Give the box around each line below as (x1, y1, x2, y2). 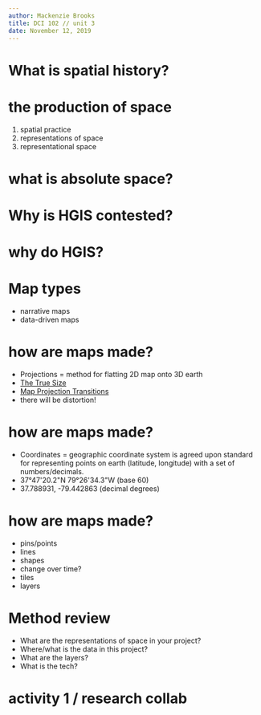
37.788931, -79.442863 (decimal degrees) (19, 483, 161, 494)
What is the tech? (19, 661, 78, 671)
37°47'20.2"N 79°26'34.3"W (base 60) (19, 475, 149, 485)
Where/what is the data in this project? (19, 644, 149, 654)
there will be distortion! (19, 395, 96, 404)
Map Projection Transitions (19, 386, 109, 396)
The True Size (19, 378, 67, 388)
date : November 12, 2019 (8, 26, 92, 35)
